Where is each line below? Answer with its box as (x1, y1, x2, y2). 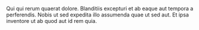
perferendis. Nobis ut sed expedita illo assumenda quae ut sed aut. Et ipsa (6, 11, 189, 18)
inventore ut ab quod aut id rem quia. (6, 18, 97, 24)
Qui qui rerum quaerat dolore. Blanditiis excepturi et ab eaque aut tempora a (6, 5, 194, 12)
